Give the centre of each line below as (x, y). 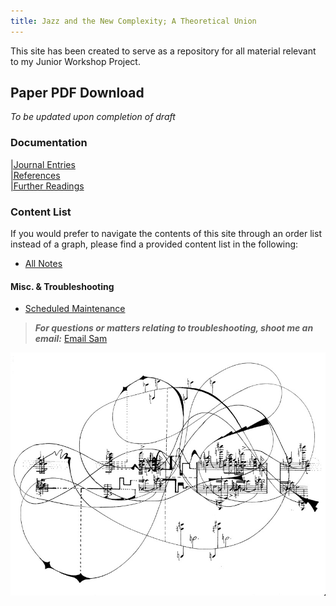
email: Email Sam (71, 339)
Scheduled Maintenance (75, 309)
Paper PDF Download (77, 93)
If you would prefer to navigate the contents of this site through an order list (166, 234)
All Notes (43, 264)
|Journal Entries (43, 164)
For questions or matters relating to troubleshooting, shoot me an (174, 328)
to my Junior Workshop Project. (75, 61)
